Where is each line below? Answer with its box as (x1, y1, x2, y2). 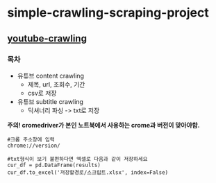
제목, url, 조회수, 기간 (27, 80, 85, 88)
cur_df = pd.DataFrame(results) (7, 162, 101, 168)
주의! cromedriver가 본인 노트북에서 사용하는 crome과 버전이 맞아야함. (7, 121, 200, 129)
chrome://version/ (7, 142, 60, 149)
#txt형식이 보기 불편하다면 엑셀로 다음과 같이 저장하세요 (7, 155, 148, 162)
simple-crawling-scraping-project (7, 5, 210, 21)
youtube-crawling (7, 33, 87, 44)
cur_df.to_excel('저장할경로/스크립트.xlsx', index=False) (7, 168, 169, 176)
